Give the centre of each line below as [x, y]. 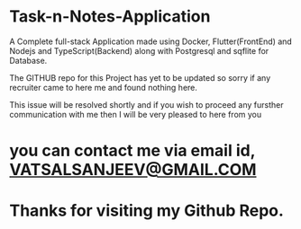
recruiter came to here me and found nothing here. [104, 87]
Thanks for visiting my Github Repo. [146, 211]
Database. [28, 60]
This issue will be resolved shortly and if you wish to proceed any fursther [146, 104]
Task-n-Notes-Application [110, 17]
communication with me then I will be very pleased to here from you [136, 114]
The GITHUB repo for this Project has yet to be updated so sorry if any [140, 77]
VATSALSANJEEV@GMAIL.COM [133, 170]
